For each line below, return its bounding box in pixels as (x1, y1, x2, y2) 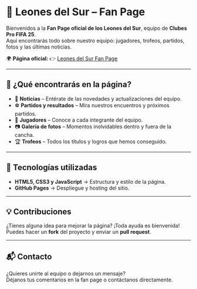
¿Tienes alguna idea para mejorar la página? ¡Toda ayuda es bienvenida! (6, 222, 180, 229)
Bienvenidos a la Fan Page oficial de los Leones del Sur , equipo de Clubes (6, 25, 188, 32)
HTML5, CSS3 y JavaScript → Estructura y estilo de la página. (14, 178, 166, 185)
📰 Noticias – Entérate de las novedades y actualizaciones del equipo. (14, 95, 182, 102)
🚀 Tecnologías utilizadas (6, 163, 97, 173)
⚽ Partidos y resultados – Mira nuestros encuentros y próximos (14, 102, 170, 109)
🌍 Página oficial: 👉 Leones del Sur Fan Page (6, 55, 118, 62)
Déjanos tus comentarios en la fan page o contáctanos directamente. (6, 276, 173, 283)
